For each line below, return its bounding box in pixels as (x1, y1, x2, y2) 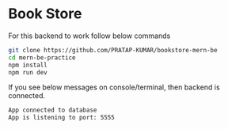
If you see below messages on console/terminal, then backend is (8, 82, 220, 92)
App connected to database (8, 106, 97, 115)
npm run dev (8, 68, 47, 76)
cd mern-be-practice (8, 53, 77, 62)
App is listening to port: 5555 (8, 114, 115, 122)
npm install (8, 61, 47, 69)
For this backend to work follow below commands (8, 31, 171, 40)
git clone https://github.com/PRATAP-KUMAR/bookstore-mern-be (8, 46, 218, 54)
